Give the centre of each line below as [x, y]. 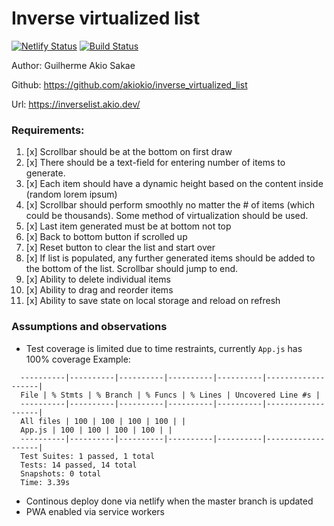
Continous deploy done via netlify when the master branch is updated [169, 501]
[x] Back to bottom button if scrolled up [106, 237]
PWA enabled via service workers [95, 511]
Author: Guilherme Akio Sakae [73, 65]
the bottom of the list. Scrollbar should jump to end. [132, 269]
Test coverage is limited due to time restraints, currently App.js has [164, 348]
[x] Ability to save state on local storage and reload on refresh [153, 301]
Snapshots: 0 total [61, 473]
